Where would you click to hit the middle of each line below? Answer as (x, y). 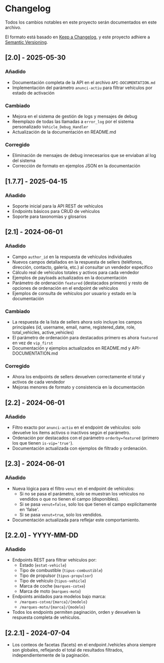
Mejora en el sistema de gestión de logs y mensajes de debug (75, 116)
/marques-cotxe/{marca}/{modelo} (54, 602)
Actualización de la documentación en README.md (64, 132)
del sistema (24, 161)
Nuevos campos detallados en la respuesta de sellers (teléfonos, (77, 262)
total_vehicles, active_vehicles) (43, 332)
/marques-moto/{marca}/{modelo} (52, 607)
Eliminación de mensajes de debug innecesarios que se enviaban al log (84, 155)
